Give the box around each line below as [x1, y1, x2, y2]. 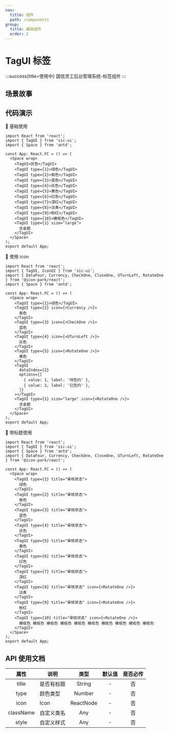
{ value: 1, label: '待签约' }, [24, 378, 91, 383]
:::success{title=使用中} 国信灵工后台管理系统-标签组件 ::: [5, 73, 126, 79]
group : [5, 22, 19, 27]
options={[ [18, 372, 43, 378]
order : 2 [10, 31, 29, 36]
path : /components [10, 17, 50, 22]
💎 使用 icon [5, 254, 29, 260]
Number [74, 689, 94, 697]
